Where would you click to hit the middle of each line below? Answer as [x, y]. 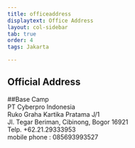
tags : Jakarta [28, 47]
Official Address [44, 82]
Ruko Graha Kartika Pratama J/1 [54, 114]
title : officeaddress [39, 14]
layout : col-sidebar [38, 27]
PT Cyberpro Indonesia [42, 107]
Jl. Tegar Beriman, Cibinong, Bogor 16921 [68, 122]
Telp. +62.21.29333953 [42, 129]
